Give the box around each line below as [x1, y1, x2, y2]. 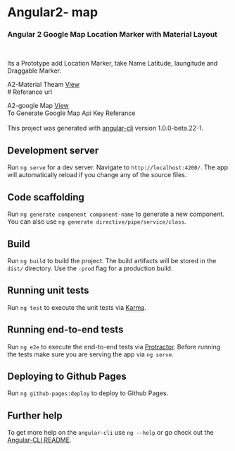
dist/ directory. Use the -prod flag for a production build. [7, 264, 173, 272]
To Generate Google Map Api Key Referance [7, 109, 136, 117]
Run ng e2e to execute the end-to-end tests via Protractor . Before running [7, 342, 221, 351]
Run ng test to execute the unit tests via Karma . [7, 303, 146, 311]
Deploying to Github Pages [7, 370, 127, 382]
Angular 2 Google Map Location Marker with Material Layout [7, 30, 218, 40]
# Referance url [7, 88, 53, 96]
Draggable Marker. [7, 66, 62, 75]
